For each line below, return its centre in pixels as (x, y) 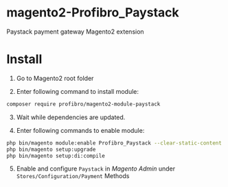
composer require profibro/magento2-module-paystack (83, 104)
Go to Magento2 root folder (55, 78)
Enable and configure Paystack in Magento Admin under (96, 169)
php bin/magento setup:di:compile (56, 155)
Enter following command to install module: (77, 91)
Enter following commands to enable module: (80, 130)
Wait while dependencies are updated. (71, 117)
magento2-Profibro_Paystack (93, 13)
